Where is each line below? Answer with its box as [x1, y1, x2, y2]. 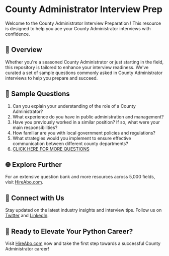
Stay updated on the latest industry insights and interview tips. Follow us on [5, 207, 162, 213]
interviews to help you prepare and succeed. [5, 75, 98, 81]
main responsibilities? [12, 124, 58, 131]
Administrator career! [5, 246, 49, 251]
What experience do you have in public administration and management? [12, 113, 164, 119]
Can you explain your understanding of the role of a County [12, 103, 136, 109]
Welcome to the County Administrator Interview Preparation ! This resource [5, 20, 161, 26]
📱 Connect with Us [5, 194, 64, 202]
